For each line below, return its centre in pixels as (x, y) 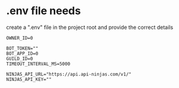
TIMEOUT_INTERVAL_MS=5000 (38, 64)
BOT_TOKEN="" (22, 48)
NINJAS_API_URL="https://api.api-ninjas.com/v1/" (69, 74)
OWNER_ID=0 (20, 38)
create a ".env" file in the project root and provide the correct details (90, 27)
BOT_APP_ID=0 (22, 53)
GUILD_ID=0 (20, 58)
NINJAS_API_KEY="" (29, 79)
